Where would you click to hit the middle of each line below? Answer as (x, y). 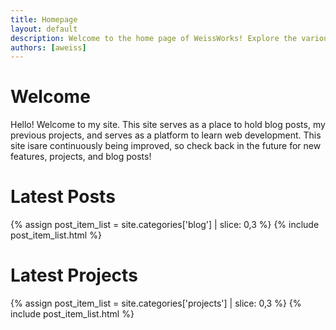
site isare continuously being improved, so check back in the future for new (166, 146)
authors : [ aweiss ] (48, 47)
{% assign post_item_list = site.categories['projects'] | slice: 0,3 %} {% (156, 303)
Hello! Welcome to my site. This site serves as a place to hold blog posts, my (168, 125)
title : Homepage (44, 19)
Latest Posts (63, 197)
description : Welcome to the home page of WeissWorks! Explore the (154, 38)
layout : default (44, 29)
